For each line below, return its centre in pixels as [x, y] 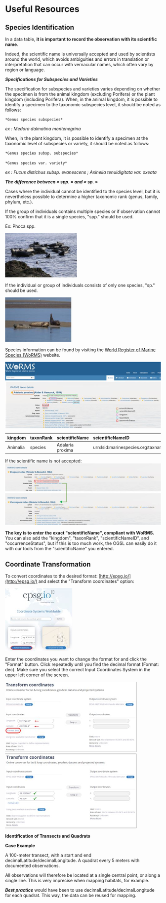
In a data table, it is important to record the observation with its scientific [81, 39]
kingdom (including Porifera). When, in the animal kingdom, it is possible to [82, 99]
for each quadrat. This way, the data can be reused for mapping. [71, 895]
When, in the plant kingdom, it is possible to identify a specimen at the [77, 138]
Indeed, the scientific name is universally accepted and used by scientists [80, 54]
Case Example [20, 845]
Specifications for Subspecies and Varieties [51, 79]
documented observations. [33, 865]
